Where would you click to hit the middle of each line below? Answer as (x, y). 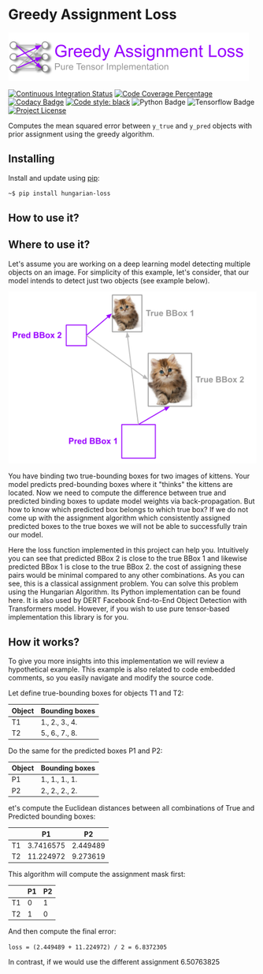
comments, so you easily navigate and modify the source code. (111, 678)
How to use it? (44, 218)
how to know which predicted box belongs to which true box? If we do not (128, 510)
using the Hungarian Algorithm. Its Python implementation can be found (124, 592)
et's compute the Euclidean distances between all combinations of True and (131, 808)
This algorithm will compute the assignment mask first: (97, 874)
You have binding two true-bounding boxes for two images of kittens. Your (129, 476)
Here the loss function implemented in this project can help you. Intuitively (129, 550)
